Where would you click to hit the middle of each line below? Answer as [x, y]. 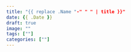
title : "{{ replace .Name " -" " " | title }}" [66, 12]
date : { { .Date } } [29, 17]
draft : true [21, 23]
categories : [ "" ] [28, 39]
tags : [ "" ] [20, 34]
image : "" [19, 28]
